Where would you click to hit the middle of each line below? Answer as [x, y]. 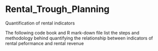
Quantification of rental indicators [40, 23]
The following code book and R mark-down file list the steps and [72, 32]
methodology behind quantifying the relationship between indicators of [79, 38]
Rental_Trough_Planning [58, 9]
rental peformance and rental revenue [45, 43]
